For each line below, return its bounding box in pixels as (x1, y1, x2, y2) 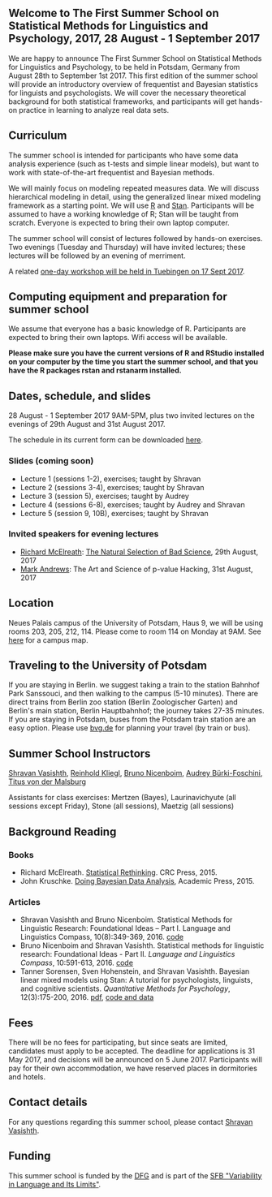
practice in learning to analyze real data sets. (19, 105, 170, 114)
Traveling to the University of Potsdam (8, 659, 208, 673)
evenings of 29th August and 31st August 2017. (8, 420, 166, 429)
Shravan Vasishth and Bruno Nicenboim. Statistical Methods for (19, 915, 233, 924)
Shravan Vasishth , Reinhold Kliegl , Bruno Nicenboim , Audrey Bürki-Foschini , (8, 769, 263, 778)
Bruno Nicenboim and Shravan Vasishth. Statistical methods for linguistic (19, 941, 265, 950)
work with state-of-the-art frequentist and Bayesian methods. (8, 167, 215, 177)
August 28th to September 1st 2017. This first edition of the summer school (8, 71, 258, 80)
